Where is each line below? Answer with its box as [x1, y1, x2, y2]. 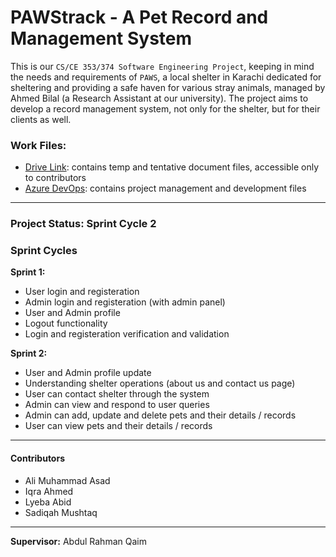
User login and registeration [24, 286, 140, 298]
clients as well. [10, 113, 72, 125]
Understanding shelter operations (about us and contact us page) [24, 377, 296, 390]
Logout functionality [24, 317, 108, 330]
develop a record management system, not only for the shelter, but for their [10, 102, 321, 115]
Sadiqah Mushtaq [24, 506, 98, 518]
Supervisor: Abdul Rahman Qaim [10, 535, 147, 547]
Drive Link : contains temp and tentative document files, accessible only [24, 161, 320, 173]
